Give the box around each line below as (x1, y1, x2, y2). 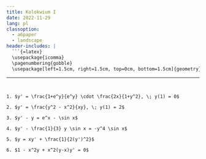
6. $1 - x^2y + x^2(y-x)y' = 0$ (6, 147, 89, 153)
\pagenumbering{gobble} (12, 60, 72, 66)
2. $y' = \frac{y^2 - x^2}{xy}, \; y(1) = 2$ (6, 104, 124, 110)
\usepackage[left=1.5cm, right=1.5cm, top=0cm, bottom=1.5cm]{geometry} (12, 65, 202, 72)
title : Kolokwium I (6, 9, 56, 15)
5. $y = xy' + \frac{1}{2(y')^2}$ (6, 136, 95, 142)
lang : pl (6, 20, 29, 26)
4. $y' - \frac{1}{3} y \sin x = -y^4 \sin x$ (6, 125, 128, 131)
